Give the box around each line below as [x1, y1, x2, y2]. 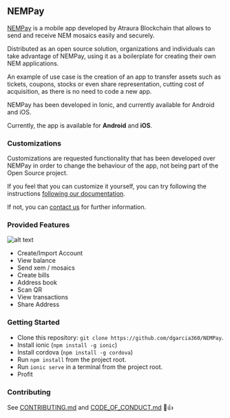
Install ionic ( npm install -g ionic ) [17, 341, 118, 349]
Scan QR [17, 286, 43, 294]
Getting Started [7, 317, 60, 327]
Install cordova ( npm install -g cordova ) [17, 348, 133, 356]
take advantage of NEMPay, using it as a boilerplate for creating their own [7, 52, 216, 60]
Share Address [17, 300, 60, 309]
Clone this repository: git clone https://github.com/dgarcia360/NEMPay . [17, 333, 224, 341]
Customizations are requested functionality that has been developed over [7, 155, 216, 163]
